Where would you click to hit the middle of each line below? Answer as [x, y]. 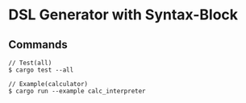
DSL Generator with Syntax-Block [123, 15]
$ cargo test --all [41, 70]
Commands [38, 45]
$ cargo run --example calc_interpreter [77, 91]
